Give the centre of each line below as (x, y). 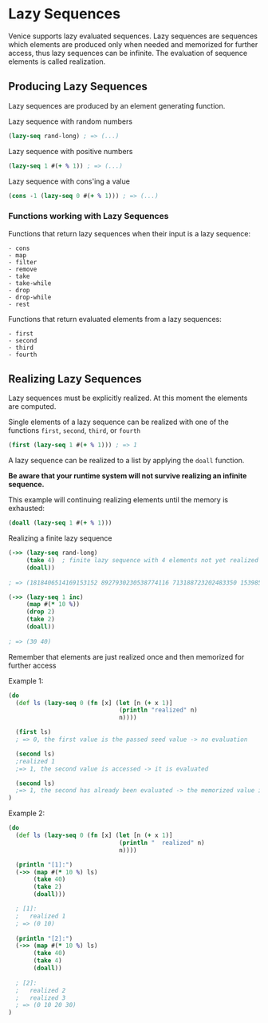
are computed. (32, 406)
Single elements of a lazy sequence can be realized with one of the (118, 422)
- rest (19, 304)
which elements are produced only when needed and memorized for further (133, 44)
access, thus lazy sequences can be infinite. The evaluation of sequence (128, 53)
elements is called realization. (57, 61)
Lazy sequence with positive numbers (71, 151)
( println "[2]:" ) (44, 938)
